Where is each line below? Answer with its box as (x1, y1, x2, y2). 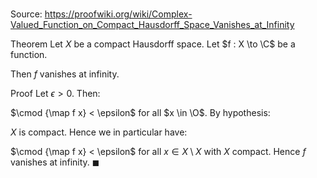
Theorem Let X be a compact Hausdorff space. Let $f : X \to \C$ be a (10, 38, 296, 50)
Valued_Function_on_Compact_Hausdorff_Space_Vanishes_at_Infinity (10, 19, 295, 31)
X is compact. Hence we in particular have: (10, 126, 188, 138)
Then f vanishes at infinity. (10, 68, 120, 80)
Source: (10, 8, 43, 20)
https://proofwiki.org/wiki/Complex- (44, 8, 193, 20)
